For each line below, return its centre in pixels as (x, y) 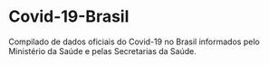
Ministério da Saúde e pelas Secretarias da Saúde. (102, 51)
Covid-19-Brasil (69, 17)
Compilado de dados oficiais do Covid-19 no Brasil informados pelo (134, 42)
